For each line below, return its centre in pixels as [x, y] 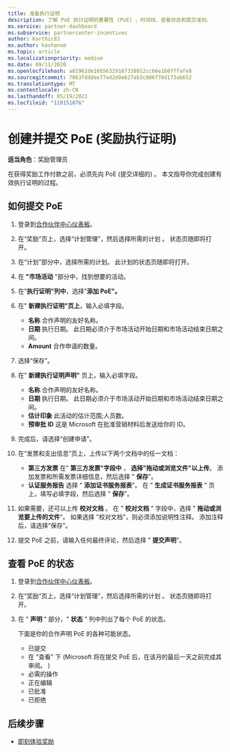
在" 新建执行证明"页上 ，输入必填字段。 [73, 306]
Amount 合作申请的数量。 [64, 346]
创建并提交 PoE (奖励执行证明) [92, 139]
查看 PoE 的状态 [41, 564]
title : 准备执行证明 [34, 13]
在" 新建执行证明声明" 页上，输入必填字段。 [79, 375]
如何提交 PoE [36, 206]
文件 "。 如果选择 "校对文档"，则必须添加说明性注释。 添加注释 [136, 516]
